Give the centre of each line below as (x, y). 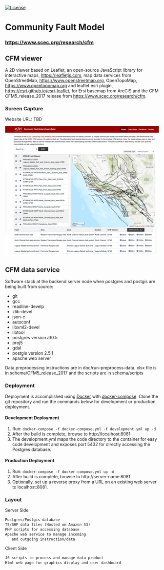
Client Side (16, 549)
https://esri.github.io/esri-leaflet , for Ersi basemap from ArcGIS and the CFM (82, 91)
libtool (18, 332)
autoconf (21, 322)
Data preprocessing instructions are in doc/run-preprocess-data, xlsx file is (81, 368)
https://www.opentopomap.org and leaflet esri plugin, (59, 85)
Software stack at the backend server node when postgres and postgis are (80, 282)
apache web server (31, 358)
